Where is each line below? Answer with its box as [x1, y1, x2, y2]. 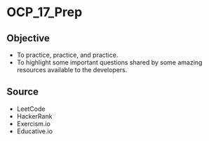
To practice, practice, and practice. [16, 51, 119, 59]
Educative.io [16, 127, 53, 135]
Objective [6, 32, 50, 44]
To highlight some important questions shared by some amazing [16, 58, 203, 67]
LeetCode [16, 105, 46, 113]
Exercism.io [16, 119, 50, 128]
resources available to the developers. [16, 66, 128, 74]
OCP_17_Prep [6, 4, 83, 20]
